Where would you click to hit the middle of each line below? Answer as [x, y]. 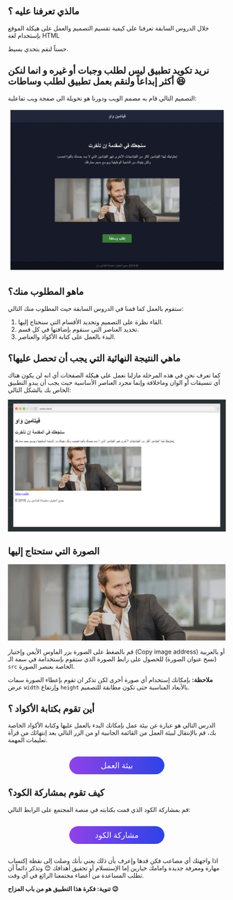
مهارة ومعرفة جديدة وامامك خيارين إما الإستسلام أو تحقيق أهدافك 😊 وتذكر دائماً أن [114, 867]
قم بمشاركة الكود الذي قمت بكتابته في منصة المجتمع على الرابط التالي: [99, 809]
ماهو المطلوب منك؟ [46, 292]
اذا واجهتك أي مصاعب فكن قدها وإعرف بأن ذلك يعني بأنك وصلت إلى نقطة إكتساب [113, 861]
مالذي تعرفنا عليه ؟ [44, 11]
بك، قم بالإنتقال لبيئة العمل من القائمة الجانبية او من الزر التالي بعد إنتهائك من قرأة [112, 732]
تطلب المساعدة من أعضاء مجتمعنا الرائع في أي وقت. [76, 875]
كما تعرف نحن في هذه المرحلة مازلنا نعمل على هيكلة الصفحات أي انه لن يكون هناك [114, 375]
